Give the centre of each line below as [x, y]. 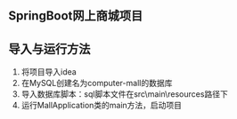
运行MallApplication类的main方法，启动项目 [102, 106]
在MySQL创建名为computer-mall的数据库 [97, 83]
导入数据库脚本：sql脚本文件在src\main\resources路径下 [124, 94]
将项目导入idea [49, 72]
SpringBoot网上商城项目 [76, 16]
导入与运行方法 [49, 48]
